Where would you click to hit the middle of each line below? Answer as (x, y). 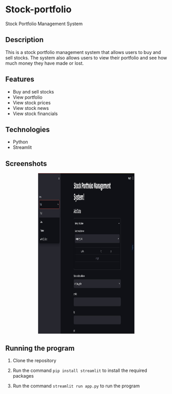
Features (20, 79)
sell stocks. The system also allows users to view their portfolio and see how (86, 58)
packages (23, 376)
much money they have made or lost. (44, 63)
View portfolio (27, 97)
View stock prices (32, 102)
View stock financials (35, 114)
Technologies (28, 129)
